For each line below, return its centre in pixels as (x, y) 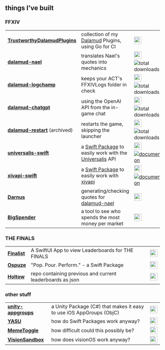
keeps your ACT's (102, 78)
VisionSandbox (26, 340)
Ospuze (17, 265)
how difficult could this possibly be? (93, 330)
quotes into (94, 62)
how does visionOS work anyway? (91, 340)
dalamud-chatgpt (29, 107)
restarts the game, (102, 124)
